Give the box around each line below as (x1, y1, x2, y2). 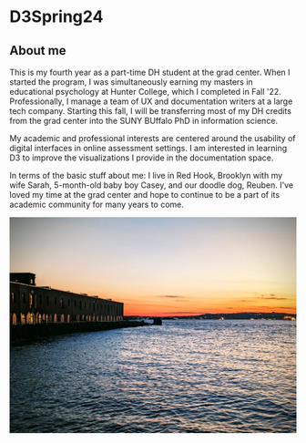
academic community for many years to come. (9, 199, 185, 210)
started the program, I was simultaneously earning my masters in (9, 77, 253, 88)
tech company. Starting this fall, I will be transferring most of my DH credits (9, 106, 291, 116)
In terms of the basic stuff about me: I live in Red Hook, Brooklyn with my (9, 170, 283, 180)
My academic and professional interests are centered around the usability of (9, 133, 296, 143)
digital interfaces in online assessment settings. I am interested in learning (9, 143, 288, 153)
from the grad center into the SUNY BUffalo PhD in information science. (9, 116, 279, 126)
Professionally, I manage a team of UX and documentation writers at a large (9, 96, 293, 107)
